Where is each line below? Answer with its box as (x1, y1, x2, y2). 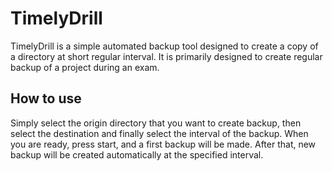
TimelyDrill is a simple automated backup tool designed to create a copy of (10, 40, 319, 52)
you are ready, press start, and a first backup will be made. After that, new (10, 138, 317, 150)
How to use (10, 90, 82, 107)
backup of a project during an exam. (10, 61, 160, 73)
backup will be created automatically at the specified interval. (10, 148, 264, 161)
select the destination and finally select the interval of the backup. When (10, 127, 309, 139)
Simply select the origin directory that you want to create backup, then (10, 117, 302, 129)
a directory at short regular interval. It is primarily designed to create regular (10, 50, 323, 62)
